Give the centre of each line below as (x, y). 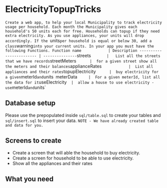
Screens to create (33, 141)
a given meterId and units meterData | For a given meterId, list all (83, 76)
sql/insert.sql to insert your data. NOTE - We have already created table (82, 120)
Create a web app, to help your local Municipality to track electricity (84, 22)
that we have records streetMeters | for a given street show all (81, 60)
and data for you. (24, 125)
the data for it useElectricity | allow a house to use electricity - (79, 82)
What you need (29, 179)
